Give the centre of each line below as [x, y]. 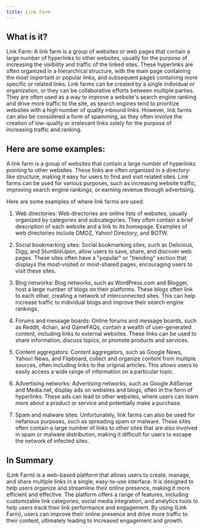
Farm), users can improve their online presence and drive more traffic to [97, 514]
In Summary [30, 460]
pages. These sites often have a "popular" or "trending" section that [101, 258]
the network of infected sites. [52, 441]
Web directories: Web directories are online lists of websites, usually [101, 214]
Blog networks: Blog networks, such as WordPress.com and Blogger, [102, 283]
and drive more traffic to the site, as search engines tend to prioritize [93, 104]
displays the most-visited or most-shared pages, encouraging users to [104, 265]
